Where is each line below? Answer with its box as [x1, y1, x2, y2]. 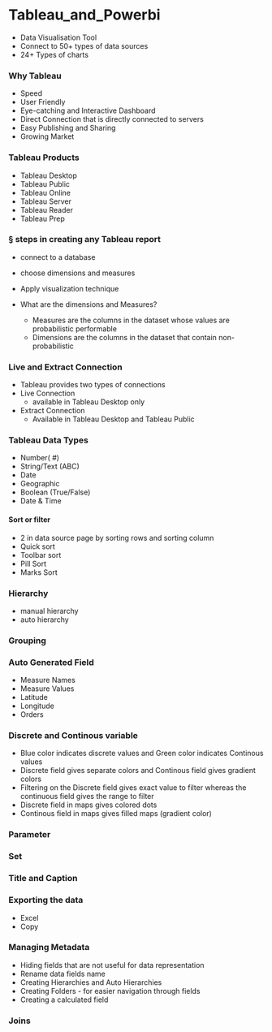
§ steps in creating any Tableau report [8, 234, 161, 245]
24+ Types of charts [19, 50, 89, 59]
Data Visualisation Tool [19, 32, 97, 42]
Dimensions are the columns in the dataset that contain [32, 332, 218, 342]
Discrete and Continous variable [8, 730, 138, 741]
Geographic [19, 479, 60, 489]
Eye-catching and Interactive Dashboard [19, 106, 156, 115]
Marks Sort [19, 567, 58, 577]
